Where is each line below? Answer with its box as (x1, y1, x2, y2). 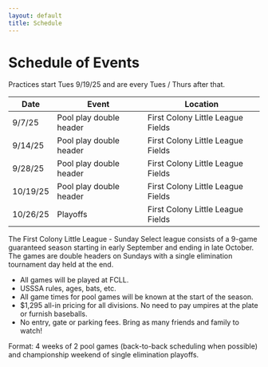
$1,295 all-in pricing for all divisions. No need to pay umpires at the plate (19, 301, 258, 310)
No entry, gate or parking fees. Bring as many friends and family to (19, 318, 239, 327)
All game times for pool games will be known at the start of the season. (19, 292, 254, 302)
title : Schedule (8, 19, 62, 27)
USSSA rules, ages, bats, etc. (19, 284, 117, 294)
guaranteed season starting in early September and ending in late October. (8, 243, 254, 252)
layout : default (8, 11, 62, 20)
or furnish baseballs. (19, 309, 88, 319)
